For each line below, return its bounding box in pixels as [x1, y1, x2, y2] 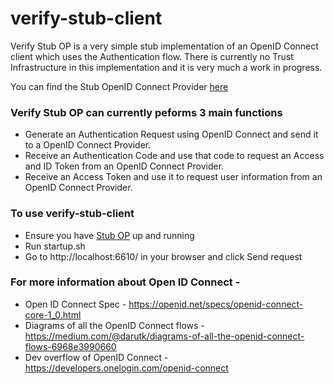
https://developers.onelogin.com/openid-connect [24, 362, 229, 374]
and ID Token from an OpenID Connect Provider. [24, 160, 225, 172]
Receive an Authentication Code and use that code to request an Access [24, 150, 325, 162]
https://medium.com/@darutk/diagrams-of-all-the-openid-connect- [24, 330, 305, 342]
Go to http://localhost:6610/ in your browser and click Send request [24, 250, 303, 262]
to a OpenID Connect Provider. [24, 139, 152, 151]
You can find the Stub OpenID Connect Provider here [10, 80, 229, 92]
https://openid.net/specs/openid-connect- [128, 298, 304, 310]
